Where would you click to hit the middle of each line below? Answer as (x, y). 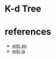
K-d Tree (23, 9)
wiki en (19, 46)
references (28, 32)
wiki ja (18, 51)
